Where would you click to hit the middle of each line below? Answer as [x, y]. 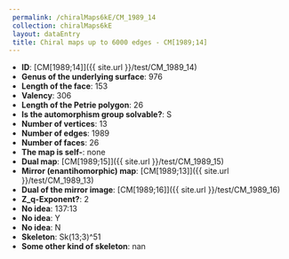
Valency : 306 [46, 96]
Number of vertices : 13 [64, 124]
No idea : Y [41, 218]
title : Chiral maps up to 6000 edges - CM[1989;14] [110, 42]
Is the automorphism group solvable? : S [96, 114]
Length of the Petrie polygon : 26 [82, 105]
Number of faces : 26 [60, 143]
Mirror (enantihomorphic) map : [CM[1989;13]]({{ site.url [125, 171]
